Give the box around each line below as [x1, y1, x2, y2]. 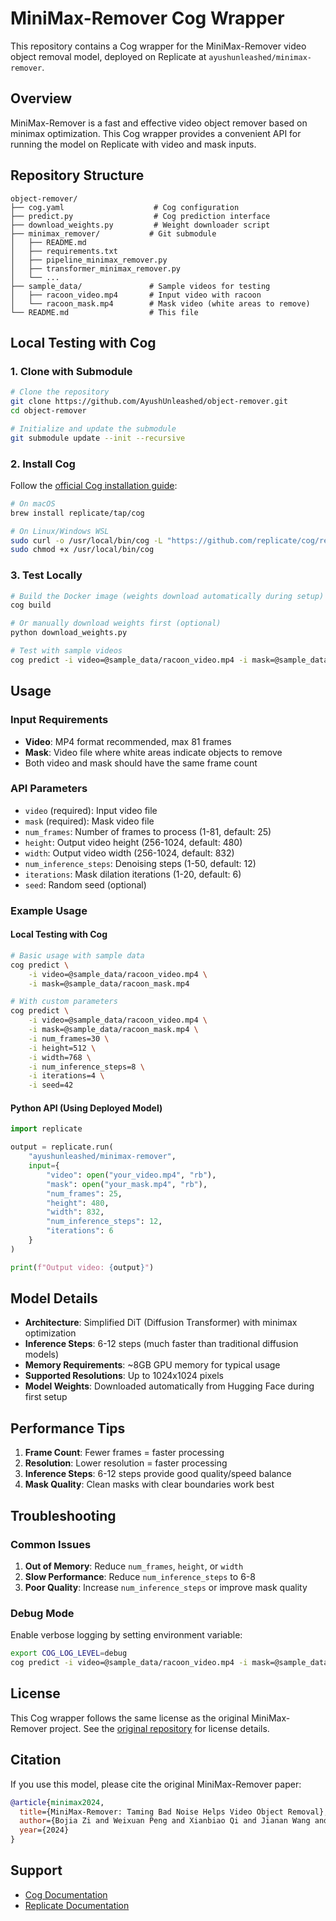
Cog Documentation [24, 1888, 108, 1901]
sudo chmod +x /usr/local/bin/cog [10, 545, 155, 555]
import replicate [10, 1124, 83, 1134]
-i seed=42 [28, 1080, 74, 1091]
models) [24, 1348, 60, 1361]
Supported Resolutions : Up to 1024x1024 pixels [24, 1370, 225, 1382]
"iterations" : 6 [46, 1226, 114, 1236]
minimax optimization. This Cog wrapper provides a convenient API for [10, 127, 302, 139]
